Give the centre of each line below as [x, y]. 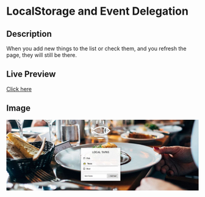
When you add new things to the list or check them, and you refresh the [96, 48]
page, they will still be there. [42, 55]
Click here [19, 89]
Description [29, 34]
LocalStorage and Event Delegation [98, 11]
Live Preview [31, 74]
